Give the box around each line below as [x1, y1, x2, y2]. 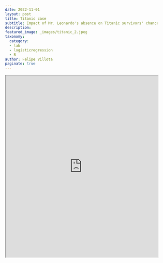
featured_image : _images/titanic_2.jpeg [5, 30, 88, 34]
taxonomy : [5, 34, 25, 39]
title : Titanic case [5, 16, 47, 21]
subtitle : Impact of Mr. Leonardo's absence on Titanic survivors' [5, 20, 144, 26]
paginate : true [5, 61, 36, 66]
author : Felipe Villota [5, 57, 53, 62]
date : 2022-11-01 [5, 7, 40, 12]
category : [9, 39, 29, 44]
